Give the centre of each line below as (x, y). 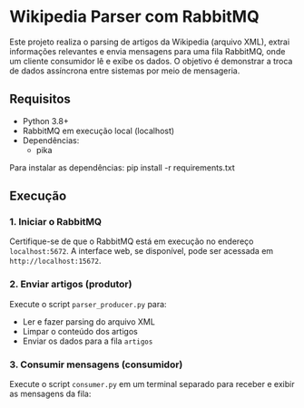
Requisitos (40, 99)
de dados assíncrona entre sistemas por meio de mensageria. (125, 71)
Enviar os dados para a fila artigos (88, 341)
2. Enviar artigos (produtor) (71, 285)
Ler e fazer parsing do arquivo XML (89, 321)
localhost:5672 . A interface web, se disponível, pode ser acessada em (142, 251)
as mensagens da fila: (50, 394)
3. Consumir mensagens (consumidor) (96, 364)
